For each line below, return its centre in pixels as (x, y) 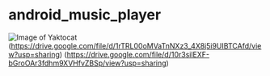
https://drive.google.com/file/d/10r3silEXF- (138, 54)
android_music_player (85, 15)
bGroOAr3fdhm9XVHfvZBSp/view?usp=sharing (88, 63)
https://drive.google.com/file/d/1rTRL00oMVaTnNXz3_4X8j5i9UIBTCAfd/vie (136, 45)
